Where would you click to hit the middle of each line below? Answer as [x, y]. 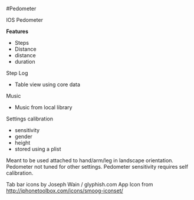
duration [25, 62]
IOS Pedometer [24, 20]
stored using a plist [38, 149]
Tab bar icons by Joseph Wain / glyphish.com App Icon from [80, 184]
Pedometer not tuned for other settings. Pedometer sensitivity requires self [97, 167]
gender [23, 136]
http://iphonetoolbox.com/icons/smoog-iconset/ [65, 191]
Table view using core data [47, 84]
